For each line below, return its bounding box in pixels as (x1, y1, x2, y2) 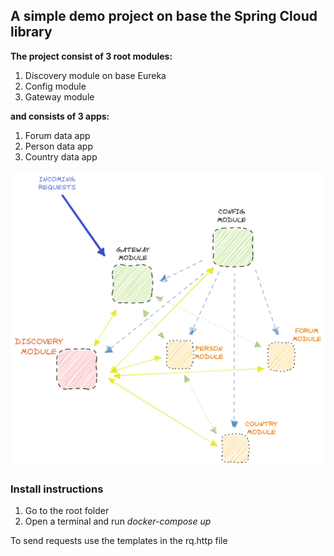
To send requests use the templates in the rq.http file (10, 535, 228, 547)
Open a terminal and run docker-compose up (24, 515, 212, 528)
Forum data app (24, 129, 91, 141)
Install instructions (10, 482, 104, 496)
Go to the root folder (24, 505, 110, 517)
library (10, 24, 53, 41)
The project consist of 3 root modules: (10, 50, 173, 62)
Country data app (24, 150, 98, 163)
